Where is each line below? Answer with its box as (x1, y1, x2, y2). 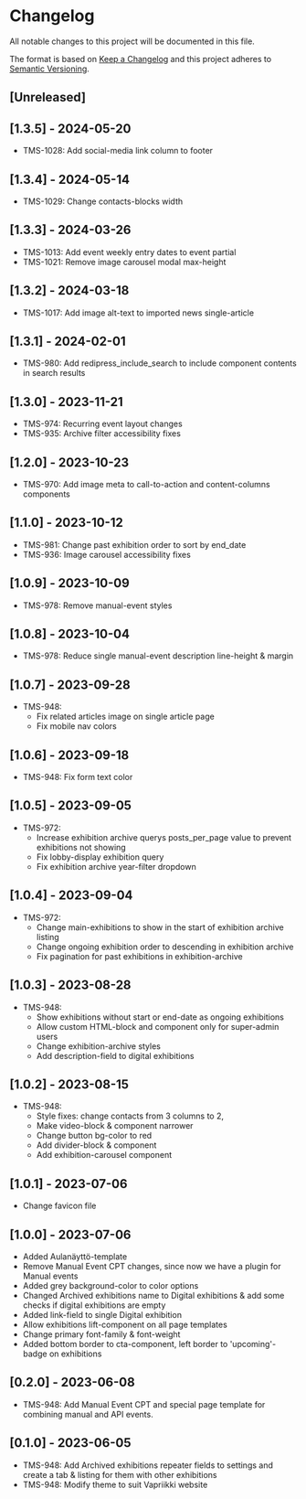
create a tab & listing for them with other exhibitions (22, 1469, 217, 1480)
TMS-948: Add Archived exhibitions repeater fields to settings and (22, 1460, 274, 1471)
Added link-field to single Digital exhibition (22, 1309, 183, 1320)
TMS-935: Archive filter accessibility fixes (22, 428, 181, 439)
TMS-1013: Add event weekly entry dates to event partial (22, 246, 237, 257)
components (22, 488, 70, 499)
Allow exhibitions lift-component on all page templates (22, 1319, 228, 1330)
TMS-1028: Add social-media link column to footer (22, 145, 213, 156)
